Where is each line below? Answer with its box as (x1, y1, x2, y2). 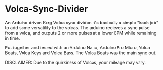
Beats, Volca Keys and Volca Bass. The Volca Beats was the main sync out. (5, 50, 157, 56)
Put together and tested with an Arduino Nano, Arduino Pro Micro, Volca (5, 45, 150, 50)
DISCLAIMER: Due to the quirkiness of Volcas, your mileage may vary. (5, 59, 146, 65)
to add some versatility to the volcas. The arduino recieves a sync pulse (5, 24, 150, 30)
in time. (5, 35, 21, 41)
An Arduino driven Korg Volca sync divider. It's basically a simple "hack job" (5, 20, 158, 25)
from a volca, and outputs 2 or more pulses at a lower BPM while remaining (5, 30, 157, 36)
